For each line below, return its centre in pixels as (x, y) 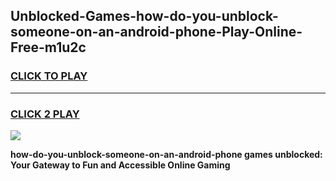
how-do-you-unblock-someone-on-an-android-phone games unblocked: (166, 154)
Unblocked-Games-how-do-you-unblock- (144, 16)
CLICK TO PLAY (49, 76)
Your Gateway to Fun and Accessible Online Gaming (120, 165)
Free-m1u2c (48, 47)
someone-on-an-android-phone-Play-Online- (156, 32)
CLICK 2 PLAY (45, 114)
